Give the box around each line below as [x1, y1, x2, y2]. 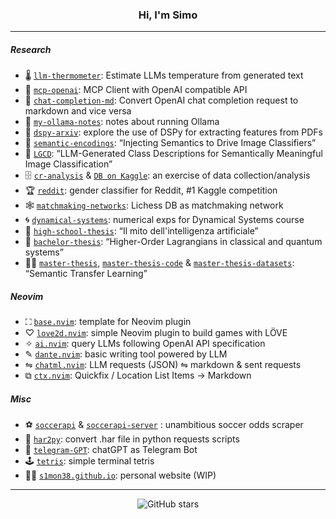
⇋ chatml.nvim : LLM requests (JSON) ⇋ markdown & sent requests [24, 359, 302, 371]
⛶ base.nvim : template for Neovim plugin [24, 316, 192, 328]
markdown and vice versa [24, 105, 132, 117]
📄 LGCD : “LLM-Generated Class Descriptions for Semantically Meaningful [24, 148, 323, 160]
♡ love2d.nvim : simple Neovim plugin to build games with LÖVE [24, 327, 288, 339]
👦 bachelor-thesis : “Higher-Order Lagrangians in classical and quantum [24, 236, 323, 248]
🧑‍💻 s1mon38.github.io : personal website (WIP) [24, 469, 217, 482]
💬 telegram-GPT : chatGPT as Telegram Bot [24, 444, 198, 456]
